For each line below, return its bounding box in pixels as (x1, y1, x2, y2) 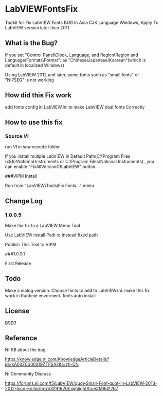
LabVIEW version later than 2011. (5, 24, 71, 30)
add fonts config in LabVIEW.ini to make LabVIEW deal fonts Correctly (5, 104, 145, 110)
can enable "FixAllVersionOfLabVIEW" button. (5, 164, 97, 169)
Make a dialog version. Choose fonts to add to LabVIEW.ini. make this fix (5, 287, 150, 293)
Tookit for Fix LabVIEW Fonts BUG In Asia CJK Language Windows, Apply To (5, 20, 159, 25)
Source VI (5, 133, 29, 140)
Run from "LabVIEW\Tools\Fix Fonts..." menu (5, 183, 94, 188)
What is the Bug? (5, 39, 58, 47)
